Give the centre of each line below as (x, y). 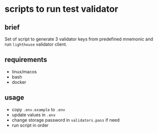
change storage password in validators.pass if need (66, 120)
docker (19, 82)
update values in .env (34, 115)
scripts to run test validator (61, 9)
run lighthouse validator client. (36, 44)
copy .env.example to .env (38, 109)
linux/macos (24, 71)
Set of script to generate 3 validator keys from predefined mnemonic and (79, 39)
